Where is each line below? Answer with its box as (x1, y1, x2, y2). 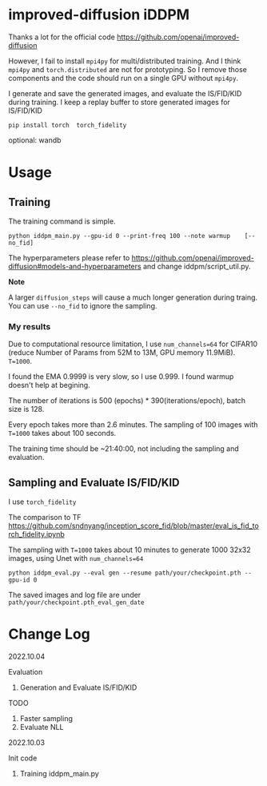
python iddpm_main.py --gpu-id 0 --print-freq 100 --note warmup (8, 232, 230, 240)
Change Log (8, 625, 90, 643)
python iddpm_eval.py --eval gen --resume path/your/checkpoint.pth (8, 569, 241, 578)
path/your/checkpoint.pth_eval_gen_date (8, 599, 145, 607)
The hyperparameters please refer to (8, 252, 130, 262)
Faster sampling (19, 713, 74, 723)
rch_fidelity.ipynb (8, 530, 66, 539)
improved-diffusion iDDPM (8, 6, 190, 24)
